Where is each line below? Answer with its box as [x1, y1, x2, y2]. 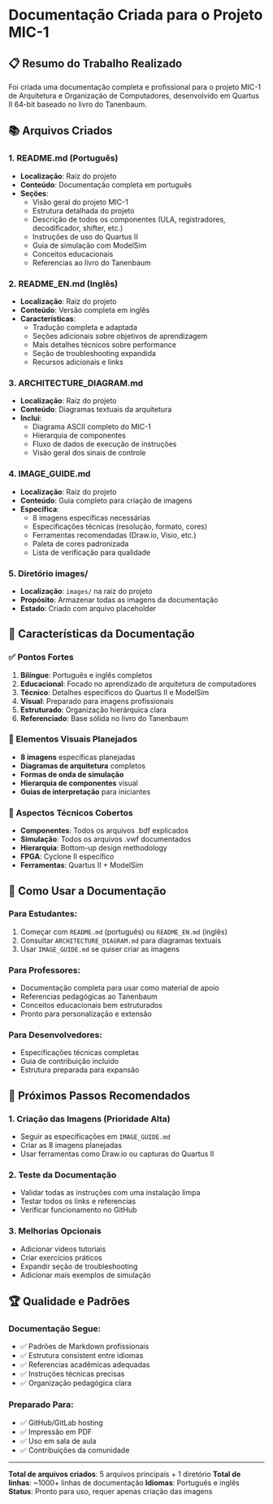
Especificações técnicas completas [19, 1048, 140, 1058]
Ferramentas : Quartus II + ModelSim [19, 860, 144, 870]
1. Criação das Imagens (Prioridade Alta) [8, 1113, 171, 1124]
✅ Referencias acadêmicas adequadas [19, 1360, 150, 1370]
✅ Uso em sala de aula [19, 1436, 97, 1445]
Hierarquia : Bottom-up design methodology [19, 843, 168, 853]
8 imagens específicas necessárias [32, 512, 150, 522]
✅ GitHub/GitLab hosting [19, 1418, 103, 1427]
